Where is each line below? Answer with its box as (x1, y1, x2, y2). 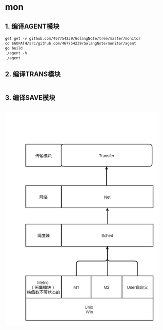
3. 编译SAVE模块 (5, 94, 56, 102)
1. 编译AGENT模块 (5, 22, 60, 30)
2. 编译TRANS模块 (5, 70, 61, 78)
